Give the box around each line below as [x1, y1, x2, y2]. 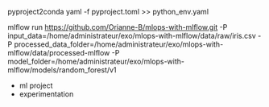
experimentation [19, 89, 74, 99]
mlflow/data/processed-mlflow [7, 48, 110, 57]
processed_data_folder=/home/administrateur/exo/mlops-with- [14, 39, 224, 49]
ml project [19, 80, 53, 90]
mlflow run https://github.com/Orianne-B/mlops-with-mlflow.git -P [7, 23, 228, 31]
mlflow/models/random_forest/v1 [7, 65, 118, 75]
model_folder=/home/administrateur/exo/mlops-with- [7, 56, 184, 66]
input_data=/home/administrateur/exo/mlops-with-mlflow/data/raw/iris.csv [7, 31, 257, 40]
